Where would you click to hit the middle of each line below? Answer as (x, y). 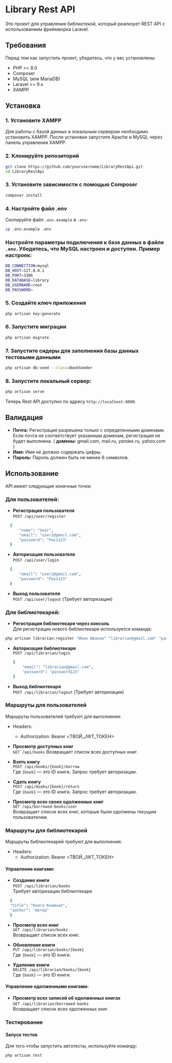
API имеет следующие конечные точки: (49, 486)
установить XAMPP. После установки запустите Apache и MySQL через (84, 137)
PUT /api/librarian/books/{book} (48, 950)
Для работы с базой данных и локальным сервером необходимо (77, 132)
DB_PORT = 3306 (19, 275)
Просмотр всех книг (36, 925)
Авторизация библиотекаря (44, 648)
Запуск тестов (21, 1034)
